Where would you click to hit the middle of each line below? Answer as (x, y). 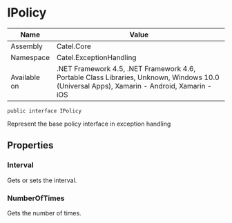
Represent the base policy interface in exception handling (89, 124)
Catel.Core (74, 46)
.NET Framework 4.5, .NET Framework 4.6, (126, 68)
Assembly (27, 46)
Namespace (30, 57)
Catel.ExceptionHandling (96, 57)
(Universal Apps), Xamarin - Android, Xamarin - (134, 86)
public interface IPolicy (44, 111)
